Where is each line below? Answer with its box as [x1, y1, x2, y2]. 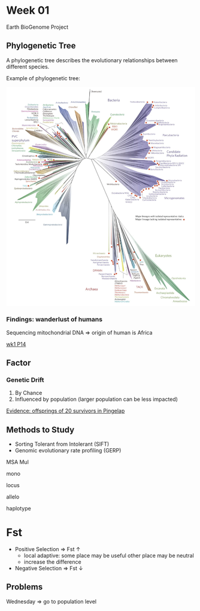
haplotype [6, 505, 31, 512]
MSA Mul [6, 458, 29, 466]
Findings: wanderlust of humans [6, 315, 103, 324]
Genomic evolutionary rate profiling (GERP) [14, 447, 122, 454]
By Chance [14, 390, 43, 397]
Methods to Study [6, 424, 75, 434]
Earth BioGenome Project [6, 23, 69, 31]
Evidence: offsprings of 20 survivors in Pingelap [6, 408, 125, 415]
